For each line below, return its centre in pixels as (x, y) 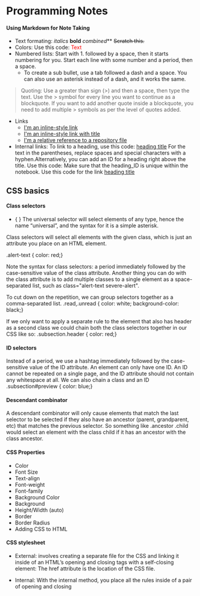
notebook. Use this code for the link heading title (75, 172)
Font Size (26, 472)
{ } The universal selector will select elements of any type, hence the (99, 219)
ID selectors (21, 348)
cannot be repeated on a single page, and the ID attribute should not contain (100, 373)
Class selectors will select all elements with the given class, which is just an (99, 237)
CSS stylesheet (26, 543)
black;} (15, 310)
